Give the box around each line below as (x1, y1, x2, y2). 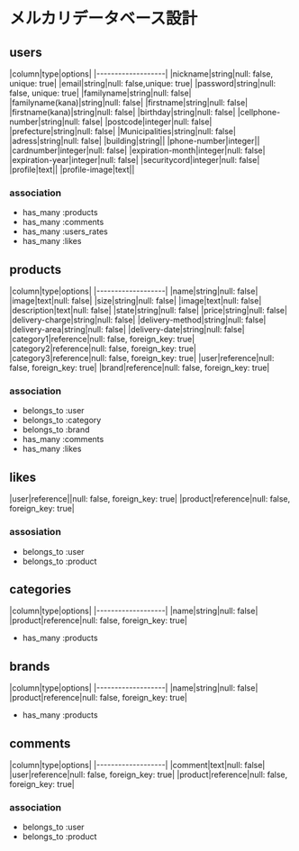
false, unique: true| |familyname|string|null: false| (9, 87, 192, 98)
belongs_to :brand (22, 424, 90, 435)
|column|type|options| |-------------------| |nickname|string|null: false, (9, 68, 274, 79)
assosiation (9, 526, 61, 539)
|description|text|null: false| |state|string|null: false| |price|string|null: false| (9, 305, 288, 316)
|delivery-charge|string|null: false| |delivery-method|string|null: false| (9, 314, 267, 325)
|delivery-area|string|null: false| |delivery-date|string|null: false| (9, 324, 245, 335)
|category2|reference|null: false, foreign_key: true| (9, 343, 196, 354)
